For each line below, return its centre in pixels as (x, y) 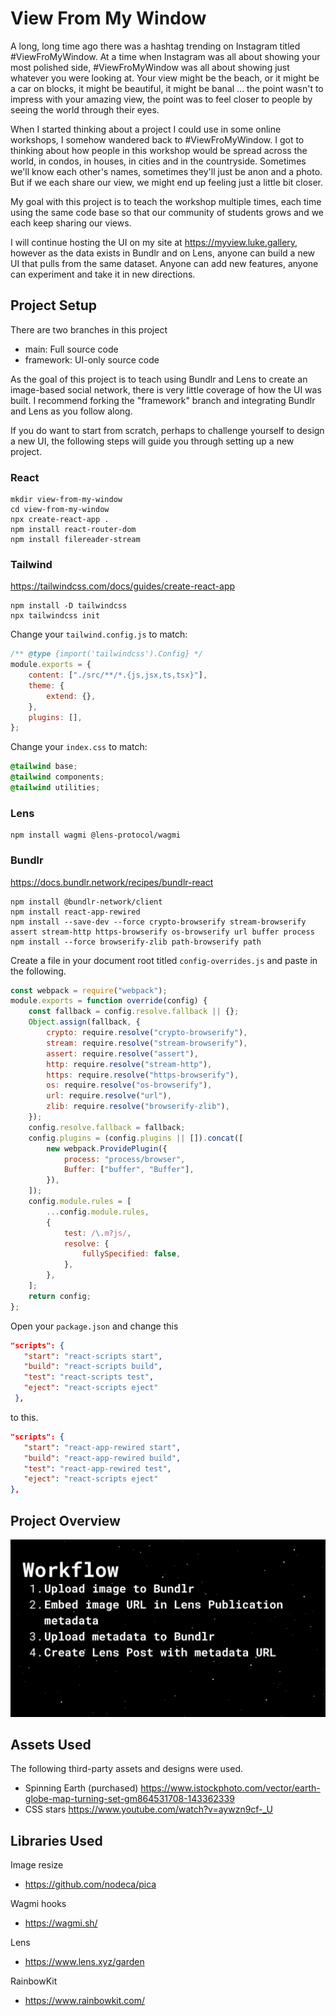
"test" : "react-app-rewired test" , (97, 1468)
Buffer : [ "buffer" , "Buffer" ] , (129, 1170)
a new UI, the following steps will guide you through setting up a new (152, 441)
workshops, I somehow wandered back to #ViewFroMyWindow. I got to (157, 139)
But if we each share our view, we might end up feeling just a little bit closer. (167, 182)
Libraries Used (56, 1840)
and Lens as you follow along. (71, 411)
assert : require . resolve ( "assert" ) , (122, 1053)
